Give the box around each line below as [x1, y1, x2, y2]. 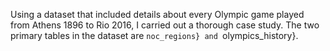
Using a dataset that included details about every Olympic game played [10, 9, 305, 20]
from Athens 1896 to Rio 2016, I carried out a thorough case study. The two [10, 19, 320, 31]
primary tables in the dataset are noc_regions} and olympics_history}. [10, 30, 299, 41]
